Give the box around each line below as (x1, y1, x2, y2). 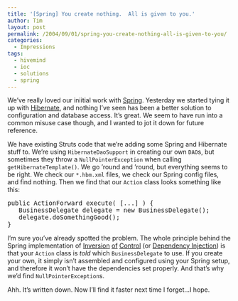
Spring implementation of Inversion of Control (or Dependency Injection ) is (7, 241, 226, 250)
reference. (7, 126, 38, 135)
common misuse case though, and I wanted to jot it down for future (7, 119, 205, 127)
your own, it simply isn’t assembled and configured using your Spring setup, (7, 257, 230, 265)
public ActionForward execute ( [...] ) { (7, 199, 154, 207)
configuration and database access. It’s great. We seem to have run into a (7, 111, 223, 120)
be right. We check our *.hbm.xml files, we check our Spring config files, (7, 170, 219, 179)
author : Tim (7, 17, 43, 24)
